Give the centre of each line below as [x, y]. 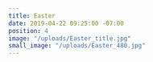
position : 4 [28, 31]
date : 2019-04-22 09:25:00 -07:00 [66, 23]
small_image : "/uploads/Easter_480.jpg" [77, 46]
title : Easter [32, 16]
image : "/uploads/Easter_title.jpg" [70, 38]
